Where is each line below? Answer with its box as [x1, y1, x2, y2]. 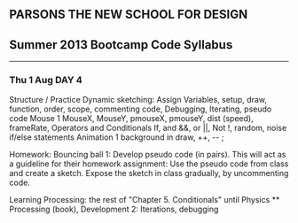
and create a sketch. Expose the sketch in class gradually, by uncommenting [9, 167, 289, 178]
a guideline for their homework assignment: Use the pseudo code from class [9, 158, 289, 169]
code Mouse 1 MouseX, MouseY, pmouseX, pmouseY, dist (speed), [9, 112, 255, 123]
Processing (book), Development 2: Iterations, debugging [9, 204, 219, 214]
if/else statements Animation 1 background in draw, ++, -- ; [9, 132, 224, 142]
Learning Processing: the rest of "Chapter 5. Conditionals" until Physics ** [9, 194, 280, 204]
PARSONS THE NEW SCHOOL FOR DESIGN [9, 7, 248, 22]
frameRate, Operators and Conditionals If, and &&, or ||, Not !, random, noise [9, 122, 287, 133]
